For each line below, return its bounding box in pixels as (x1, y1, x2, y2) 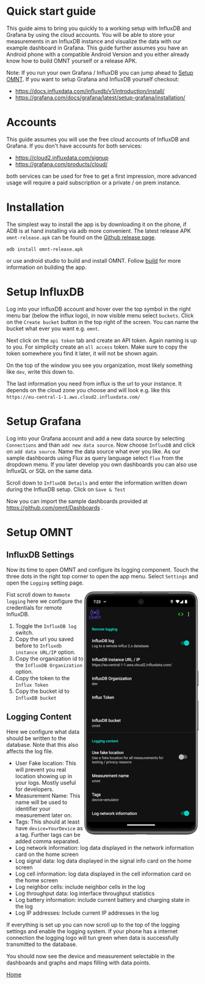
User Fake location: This (15, 759, 76, 766)
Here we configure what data (6, 728, 80, 735)
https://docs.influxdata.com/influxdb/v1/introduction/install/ (15, 87, 165, 94)
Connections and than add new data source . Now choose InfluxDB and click (6, 441, 196, 448)
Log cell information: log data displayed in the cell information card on (15, 870, 191, 877)
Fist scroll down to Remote (6, 591, 71, 598)
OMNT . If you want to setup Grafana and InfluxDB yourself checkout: (6, 75, 179, 83)
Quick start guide (6, 4, 96, 18)
